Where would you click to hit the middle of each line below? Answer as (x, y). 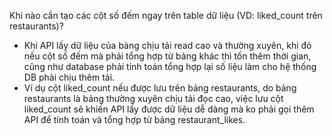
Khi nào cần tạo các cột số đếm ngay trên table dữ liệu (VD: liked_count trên (166, 15)
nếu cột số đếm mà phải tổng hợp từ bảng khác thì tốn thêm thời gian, (167, 56)
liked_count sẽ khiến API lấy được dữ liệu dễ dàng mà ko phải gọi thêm (169, 109)
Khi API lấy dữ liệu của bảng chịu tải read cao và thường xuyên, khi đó (167, 45)
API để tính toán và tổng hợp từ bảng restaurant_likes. (134, 119)
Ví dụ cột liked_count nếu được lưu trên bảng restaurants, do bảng (160, 88)
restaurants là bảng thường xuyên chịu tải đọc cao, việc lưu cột (153, 98)
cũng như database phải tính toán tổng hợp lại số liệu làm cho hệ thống (170, 66)
